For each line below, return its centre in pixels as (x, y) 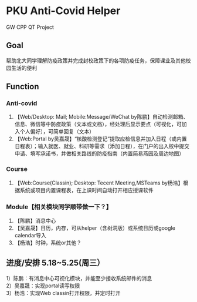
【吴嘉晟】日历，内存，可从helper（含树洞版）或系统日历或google (95, 228)
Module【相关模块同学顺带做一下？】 (59, 207)
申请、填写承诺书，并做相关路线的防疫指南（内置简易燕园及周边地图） (99, 153)
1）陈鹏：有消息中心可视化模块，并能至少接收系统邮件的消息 (79, 278)
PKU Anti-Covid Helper (63, 11)
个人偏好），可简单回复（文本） (57, 132)
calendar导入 (30, 236)
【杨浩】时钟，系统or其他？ (48, 243)
